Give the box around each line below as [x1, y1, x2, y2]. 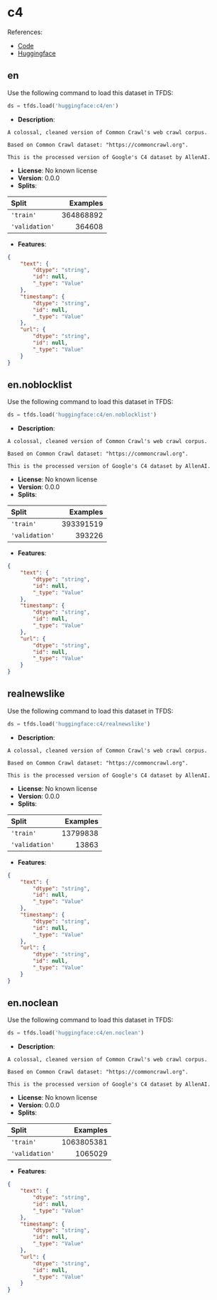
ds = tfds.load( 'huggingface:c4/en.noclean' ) [7, 1029, 144, 1037]
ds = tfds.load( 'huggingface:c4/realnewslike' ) [7, 720, 151, 728]
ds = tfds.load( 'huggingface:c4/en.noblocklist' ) [7, 411, 157, 419]
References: [7, 28, 43, 36]
